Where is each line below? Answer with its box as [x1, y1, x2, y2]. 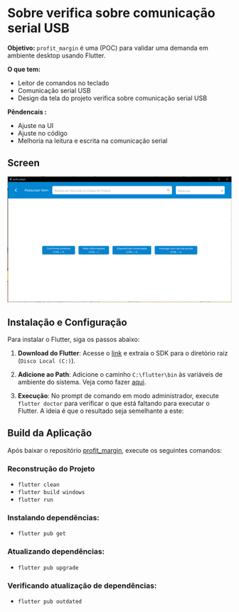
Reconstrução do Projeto [7, 463, 95, 473]
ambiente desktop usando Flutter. [7, 51, 106, 60]
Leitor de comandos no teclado [17, 78, 110, 87]
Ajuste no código [17, 129, 68, 137]
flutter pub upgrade [17, 564, 79, 571]
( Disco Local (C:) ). [17, 357, 76, 365]
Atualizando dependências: [7, 547, 105, 557]
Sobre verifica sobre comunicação [7, 5, 216, 21]
